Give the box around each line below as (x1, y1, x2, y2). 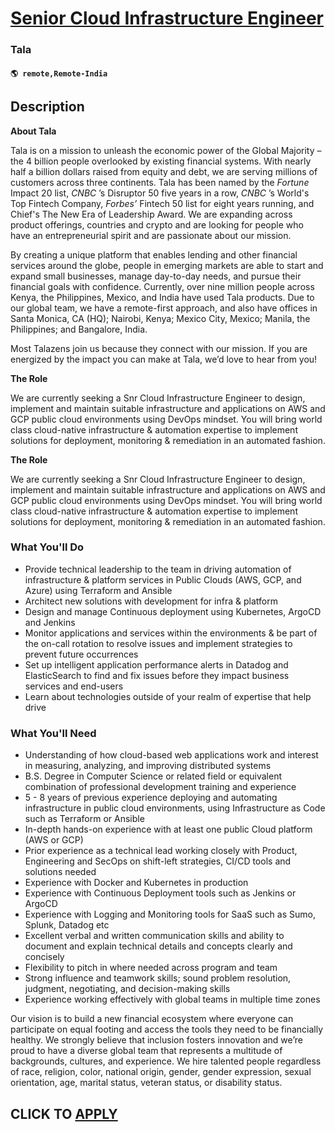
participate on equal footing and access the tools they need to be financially (10, 1023, 324, 1036)
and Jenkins (24, 616, 76, 628)
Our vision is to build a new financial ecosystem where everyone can (10, 1013, 294, 1025)
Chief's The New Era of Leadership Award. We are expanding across (10, 208, 293, 220)
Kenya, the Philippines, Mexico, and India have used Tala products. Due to (10, 291, 315, 303)
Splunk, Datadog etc (24, 919, 110, 931)
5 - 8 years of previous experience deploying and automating (24, 792, 278, 804)
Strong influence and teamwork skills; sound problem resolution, (24, 972, 292, 984)
